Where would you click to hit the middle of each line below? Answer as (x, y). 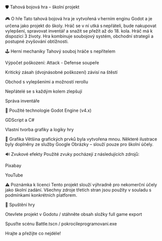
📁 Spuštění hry (20, 205)
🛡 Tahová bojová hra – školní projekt (42, 7)
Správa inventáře (22, 101)
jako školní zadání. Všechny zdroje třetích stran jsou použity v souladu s (78, 190)
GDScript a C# (20, 120)
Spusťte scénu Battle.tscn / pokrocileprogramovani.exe (61, 224)
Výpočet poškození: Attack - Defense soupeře (52, 63)
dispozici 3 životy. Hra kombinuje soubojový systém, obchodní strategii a (80, 36)
